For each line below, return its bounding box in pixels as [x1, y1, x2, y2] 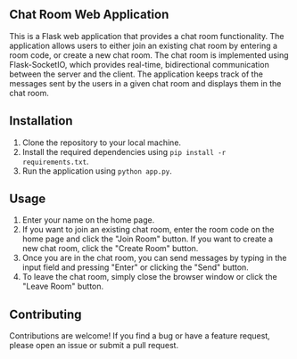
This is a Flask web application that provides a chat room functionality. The [9, 30, 285, 41]
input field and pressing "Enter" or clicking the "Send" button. [21, 262, 250, 273]
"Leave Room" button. [21, 281, 104, 292]
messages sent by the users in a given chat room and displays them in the [9, 78, 282, 88]
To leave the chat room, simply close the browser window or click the [21, 272, 278, 282]
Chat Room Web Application [9, 7, 169, 22]
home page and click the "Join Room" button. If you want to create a [21, 233, 274, 244]
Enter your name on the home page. [21, 215, 155, 225]
